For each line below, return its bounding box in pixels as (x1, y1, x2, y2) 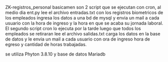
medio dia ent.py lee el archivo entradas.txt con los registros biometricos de (5, 9, 163, 15)
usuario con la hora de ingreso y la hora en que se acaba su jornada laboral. (5, 20, 163, 26)
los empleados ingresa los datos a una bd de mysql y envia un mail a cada (5, 15, 160, 20)
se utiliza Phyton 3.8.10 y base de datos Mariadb (5, 51, 106, 57)
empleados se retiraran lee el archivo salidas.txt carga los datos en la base (5, 31, 160, 36)
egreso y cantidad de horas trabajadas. (5, 41, 87, 47)
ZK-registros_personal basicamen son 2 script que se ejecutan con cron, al (5, 4, 161, 10)
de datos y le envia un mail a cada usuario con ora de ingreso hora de (5, 36, 150, 42)
